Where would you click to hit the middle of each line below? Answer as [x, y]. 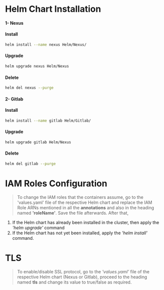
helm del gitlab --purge [30, 163]
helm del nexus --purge [29, 88]
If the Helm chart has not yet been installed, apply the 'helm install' [80, 233]
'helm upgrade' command [38, 227]
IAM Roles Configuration [56, 184]
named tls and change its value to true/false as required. [74, 282]
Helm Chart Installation [53, 9]
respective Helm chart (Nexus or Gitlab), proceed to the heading [82, 277]
